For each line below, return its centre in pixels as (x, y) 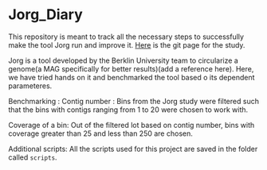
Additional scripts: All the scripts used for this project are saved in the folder (133, 149)
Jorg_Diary (45, 15)
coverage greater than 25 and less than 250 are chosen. (100, 133)
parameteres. (30, 86)
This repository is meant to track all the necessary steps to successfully (126, 37)
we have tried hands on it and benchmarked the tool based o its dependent (132, 77)
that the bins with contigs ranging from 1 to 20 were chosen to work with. (128, 110)
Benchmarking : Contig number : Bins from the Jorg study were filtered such (133, 101)
